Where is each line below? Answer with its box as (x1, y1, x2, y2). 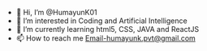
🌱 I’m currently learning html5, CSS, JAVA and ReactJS (15, 25, 200, 33)
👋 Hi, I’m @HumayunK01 (15, 8, 97, 17)
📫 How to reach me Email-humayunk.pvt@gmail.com (15, 33, 196, 43)
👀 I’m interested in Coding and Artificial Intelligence (15, 16, 188, 25)
